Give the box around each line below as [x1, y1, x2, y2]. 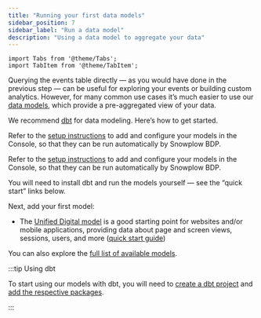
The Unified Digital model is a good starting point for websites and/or [19, 217, 243, 226]
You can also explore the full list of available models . [8, 249, 178, 258]
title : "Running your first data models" [8, 11, 146, 20]
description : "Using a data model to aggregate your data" [8, 33, 205, 42]
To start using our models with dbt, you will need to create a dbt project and [8, 280, 253, 289]
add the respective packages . [8, 287, 104, 297]
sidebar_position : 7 [8, 19, 76, 27]
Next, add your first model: [8, 202, 95, 211]
